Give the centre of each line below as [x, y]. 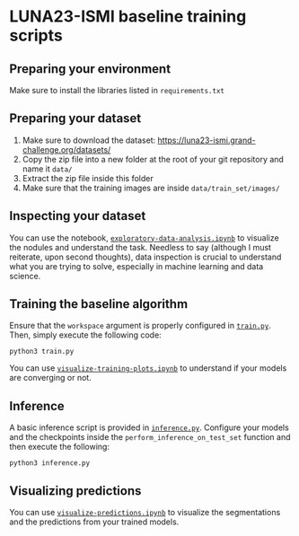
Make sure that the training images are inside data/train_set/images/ [151, 188]
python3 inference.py [50, 463]
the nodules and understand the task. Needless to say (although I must [141, 247]
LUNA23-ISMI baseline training [128, 17]
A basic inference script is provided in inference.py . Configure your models [149, 427]
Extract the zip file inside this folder [88, 178]
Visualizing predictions [75, 491]
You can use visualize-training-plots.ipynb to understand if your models [148, 368]
